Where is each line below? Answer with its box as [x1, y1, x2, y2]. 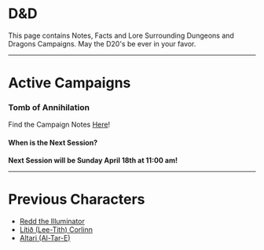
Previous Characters [8, 190, 145, 208]
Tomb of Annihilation [8, 102, 90, 113]
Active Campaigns [8, 74, 131, 92]
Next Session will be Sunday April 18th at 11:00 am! [8, 155, 178, 165]
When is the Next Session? [8, 138, 98, 148]
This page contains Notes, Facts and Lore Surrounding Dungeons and [8, 31, 234, 40]
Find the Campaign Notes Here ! [8, 119, 111, 130]
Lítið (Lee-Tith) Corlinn [19, 225, 93, 234]
